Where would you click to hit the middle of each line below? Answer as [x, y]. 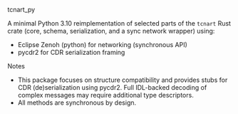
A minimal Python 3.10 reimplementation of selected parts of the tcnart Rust [119, 23]
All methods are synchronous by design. [77, 103]
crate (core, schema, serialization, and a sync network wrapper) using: [111, 31]
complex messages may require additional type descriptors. [105, 95]
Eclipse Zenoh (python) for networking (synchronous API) [102, 45]
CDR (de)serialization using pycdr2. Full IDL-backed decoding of [112, 87]
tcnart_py [21, 10]
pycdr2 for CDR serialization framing [71, 52]
